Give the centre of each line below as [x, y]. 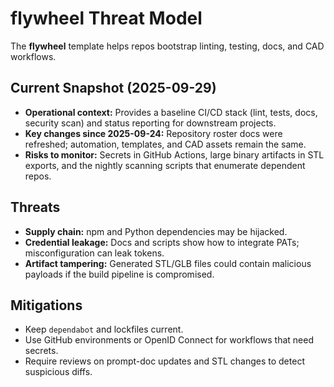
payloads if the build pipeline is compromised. [119, 274]
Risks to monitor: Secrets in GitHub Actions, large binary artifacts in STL [174, 154]
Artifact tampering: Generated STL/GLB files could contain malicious [168, 263]
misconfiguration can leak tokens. [94, 253]
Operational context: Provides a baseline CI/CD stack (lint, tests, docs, [171, 112]
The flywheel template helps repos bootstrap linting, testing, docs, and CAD [167, 46]
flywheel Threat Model [106, 18]
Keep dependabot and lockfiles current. [104, 329]
